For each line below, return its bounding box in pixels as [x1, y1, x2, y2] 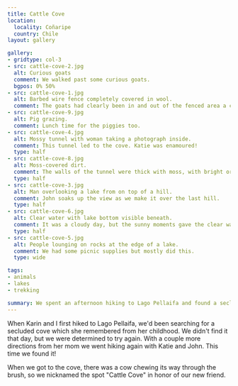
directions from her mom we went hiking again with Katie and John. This [7, 341, 218, 350]
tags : [7, 267, 23, 274]
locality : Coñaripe [13, 23, 72, 31]
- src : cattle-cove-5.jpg [7, 234, 84, 241]
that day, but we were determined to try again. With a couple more [7, 334, 201, 343]
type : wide [13, 254, 46, 261]
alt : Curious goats [13, 69, 72, 77]
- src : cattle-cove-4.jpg [7, 128, 84, 136]
